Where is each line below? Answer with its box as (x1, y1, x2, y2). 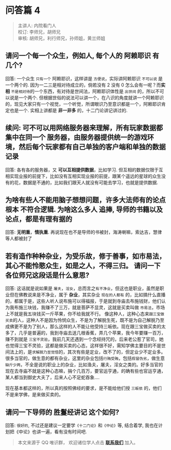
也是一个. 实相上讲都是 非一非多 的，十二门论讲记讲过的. (9, 107, 128, 113)
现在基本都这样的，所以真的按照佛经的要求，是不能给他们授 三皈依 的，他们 (5, 385, 162, 392)
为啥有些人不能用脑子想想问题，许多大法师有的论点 (5, 195, 166, 204)
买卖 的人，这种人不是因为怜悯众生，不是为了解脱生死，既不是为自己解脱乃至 (5, 317, 164, 323)
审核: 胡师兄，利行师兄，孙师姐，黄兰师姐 (17, 35, 105, 41)
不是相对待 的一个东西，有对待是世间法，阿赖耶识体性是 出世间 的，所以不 (11, 88, 160, 94)
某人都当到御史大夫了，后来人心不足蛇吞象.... (5, 374, 100, 380)
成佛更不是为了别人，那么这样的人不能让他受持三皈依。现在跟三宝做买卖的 (5, 323, 161, 329)
